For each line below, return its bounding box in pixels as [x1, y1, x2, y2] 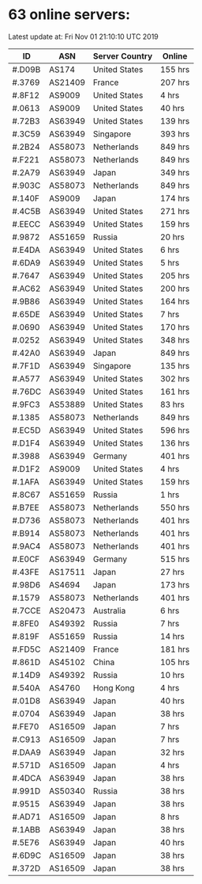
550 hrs [160, 502, 190, 513]
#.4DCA [12, 772, 42, 783]
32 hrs [160, 747, 185, 758]
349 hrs [160, 166, 190, 178]
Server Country [92, 50, 153, 61]
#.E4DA [12, 244, 41, 255]
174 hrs [160, 193, 190, 204]
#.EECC [12, 218, 41, 229]
